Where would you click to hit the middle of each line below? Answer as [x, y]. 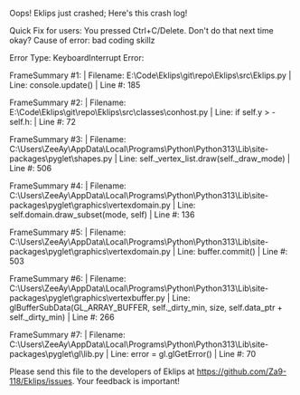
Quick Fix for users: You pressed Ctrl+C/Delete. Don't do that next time [141, 30]
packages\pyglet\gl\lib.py [56, 354]
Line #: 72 [58, 122]
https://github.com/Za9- [242, 371]
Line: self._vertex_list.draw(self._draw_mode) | [205, 159]
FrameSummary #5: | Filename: [68, 232]
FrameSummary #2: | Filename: [68, 102]
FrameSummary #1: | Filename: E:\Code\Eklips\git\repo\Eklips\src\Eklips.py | [150, 75]
